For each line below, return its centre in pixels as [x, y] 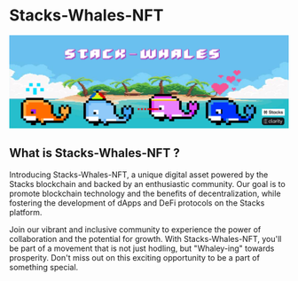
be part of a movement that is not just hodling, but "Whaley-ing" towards [142, 248]
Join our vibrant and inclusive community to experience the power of [135, 229]
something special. [44, 267]
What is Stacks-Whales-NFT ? [94, 153]
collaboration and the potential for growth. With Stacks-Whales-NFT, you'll [145, 238]
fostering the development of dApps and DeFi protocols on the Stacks [137, 203]
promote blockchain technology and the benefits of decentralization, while [145, 193]
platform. [26, 212]
